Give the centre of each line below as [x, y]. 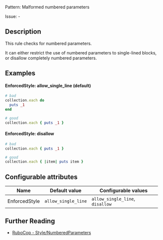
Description [23, 32]
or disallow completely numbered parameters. [51, 58]
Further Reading [30, 221]
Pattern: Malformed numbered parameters [47, 7]
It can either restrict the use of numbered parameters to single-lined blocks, [81, 52]
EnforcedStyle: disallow [30, 134]
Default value [65, 190]
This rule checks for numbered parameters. [49, 43]
